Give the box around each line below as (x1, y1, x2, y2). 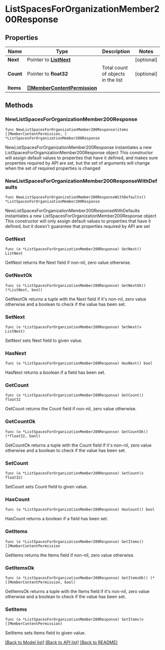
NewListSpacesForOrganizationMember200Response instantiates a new (5, 144, 152, 150)
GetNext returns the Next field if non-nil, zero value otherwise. (5, 259, 132, 266)
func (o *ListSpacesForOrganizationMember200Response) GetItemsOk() (5, 575, 148, 580)
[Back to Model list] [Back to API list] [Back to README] (5, 640, 118, 646)
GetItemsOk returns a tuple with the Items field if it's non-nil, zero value (5, 588, 150, 594)
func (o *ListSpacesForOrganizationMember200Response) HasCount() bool (5, 507, 155, 512)
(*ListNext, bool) (5, 287, 43, 292)
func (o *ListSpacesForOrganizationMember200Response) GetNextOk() (5, 283, 146, 288)
